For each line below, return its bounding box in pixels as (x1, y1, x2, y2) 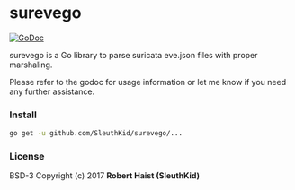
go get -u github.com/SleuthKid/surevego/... (9, 129, 183, 138)
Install (9, 108, 38, 121)
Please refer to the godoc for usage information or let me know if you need (9, 76, 286, 87)
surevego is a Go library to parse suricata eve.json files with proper (9, 49, 258, 60)
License (9, 151, 45, 163)
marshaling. (9, 59, 53, 70)
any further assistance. (9, 86, 95, 97)
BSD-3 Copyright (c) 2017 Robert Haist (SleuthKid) (9, 170, 201, 181)
